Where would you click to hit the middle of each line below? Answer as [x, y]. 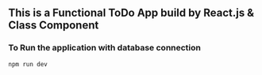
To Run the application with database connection [104, 48]
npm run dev [28, 64]
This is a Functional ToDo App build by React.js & [131, 13]
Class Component [54, 26]
